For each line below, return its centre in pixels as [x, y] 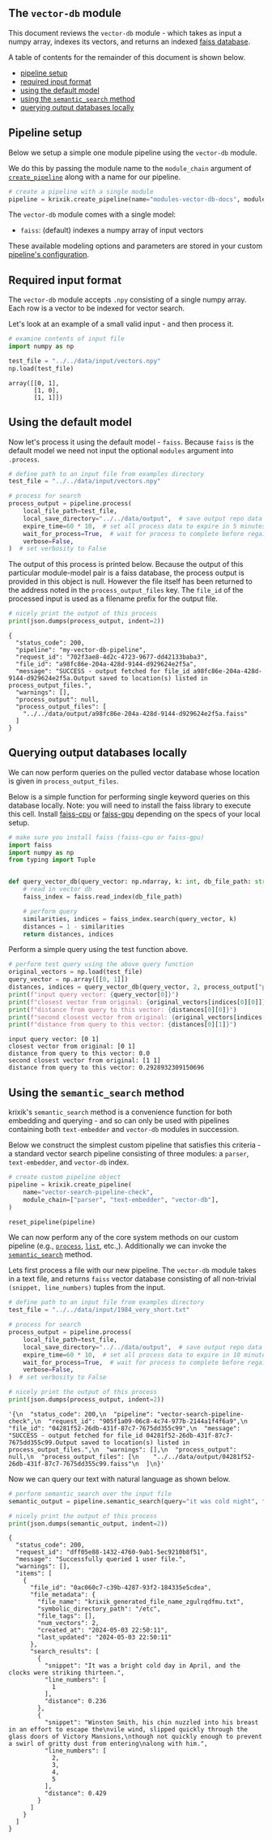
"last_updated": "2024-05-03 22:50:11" [105, 1637]
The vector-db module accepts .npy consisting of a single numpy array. [127, 300]
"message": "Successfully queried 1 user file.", [101, 1559]
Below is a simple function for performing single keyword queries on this [129, 796]
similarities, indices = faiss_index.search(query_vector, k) [130, 919]
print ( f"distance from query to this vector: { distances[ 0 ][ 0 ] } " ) [123, 1010]
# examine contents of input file [67, 339]
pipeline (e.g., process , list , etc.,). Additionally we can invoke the [117, 1246]
